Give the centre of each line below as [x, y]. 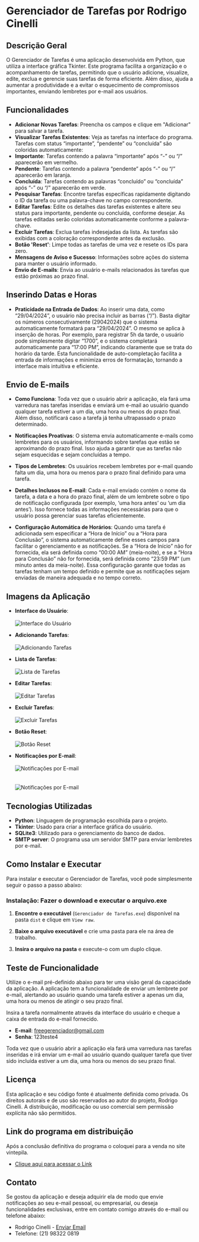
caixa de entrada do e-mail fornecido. [52, 1019]
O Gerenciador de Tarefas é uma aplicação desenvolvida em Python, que [96, 60]
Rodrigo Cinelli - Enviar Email [50, 1227]
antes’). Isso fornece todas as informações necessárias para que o [97, 509]
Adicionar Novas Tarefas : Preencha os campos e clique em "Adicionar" [103, 124]
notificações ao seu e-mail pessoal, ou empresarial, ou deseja [82, 1203]
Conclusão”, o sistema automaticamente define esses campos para [97, 540]
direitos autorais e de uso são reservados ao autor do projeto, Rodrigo [92, 1100]
